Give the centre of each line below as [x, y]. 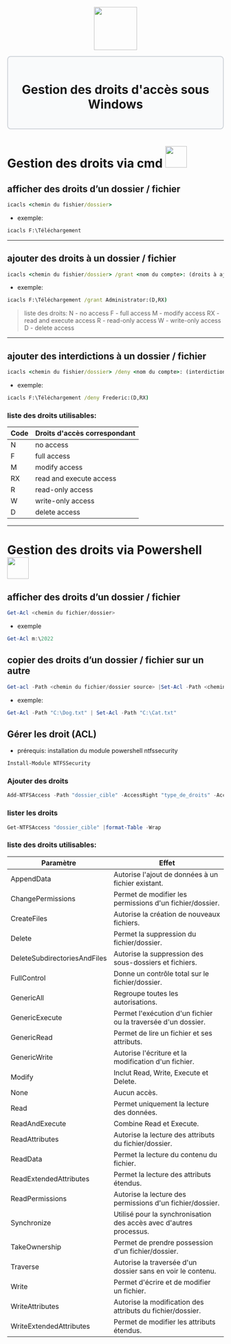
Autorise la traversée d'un [155, 1262]
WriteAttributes [35, 1306]
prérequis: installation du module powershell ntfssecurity [97, 751]
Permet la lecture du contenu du [165, 1154]
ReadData [26, 1159]
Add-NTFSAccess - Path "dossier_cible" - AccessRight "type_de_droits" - [112, 795]
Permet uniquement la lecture [161, 1103]
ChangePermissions [43, 899]
